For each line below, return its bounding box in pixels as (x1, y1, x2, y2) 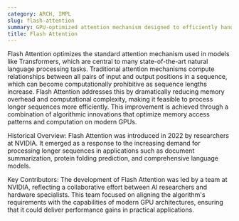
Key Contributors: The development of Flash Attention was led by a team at (7, 176, 228, 184)
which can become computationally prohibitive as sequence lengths (7, 80, 208, 89)
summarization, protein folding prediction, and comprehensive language (7, 154, 219, 163)
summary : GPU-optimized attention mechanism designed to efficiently (7, 23, 218, 31)
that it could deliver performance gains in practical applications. (7, 205, 194, 214)
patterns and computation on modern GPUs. (7, 118, 137, 126)
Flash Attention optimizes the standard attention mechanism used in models (7, 50, 230, 58)
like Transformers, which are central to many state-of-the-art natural (7, 58, 208, 66)
